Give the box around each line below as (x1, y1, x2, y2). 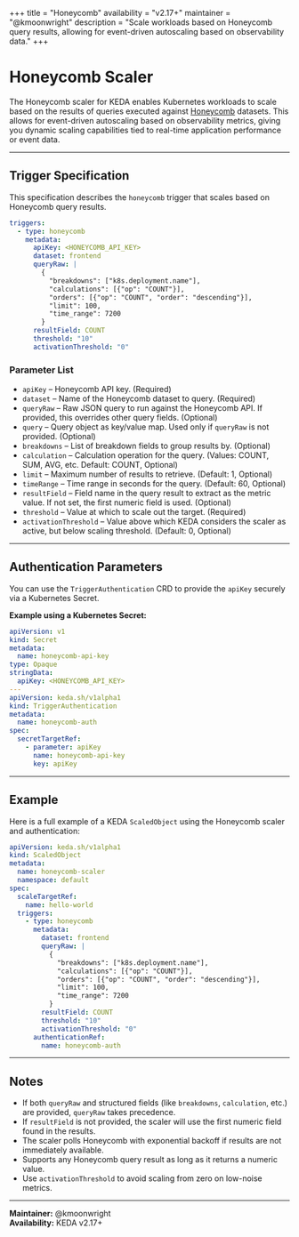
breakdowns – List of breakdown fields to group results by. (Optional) (21, 440, 271, 452)
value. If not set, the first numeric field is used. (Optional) (21, 497, 231, 508)
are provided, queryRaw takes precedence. (21, 1107, 176, 1118)
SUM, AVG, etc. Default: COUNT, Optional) (21, 460, 178, 470)
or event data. (9, 133, 61, 145)
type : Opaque (9, 660, 58, 670)
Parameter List (9, 364, 74, 376)
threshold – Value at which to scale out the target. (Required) (21, 507, 246, 518)
